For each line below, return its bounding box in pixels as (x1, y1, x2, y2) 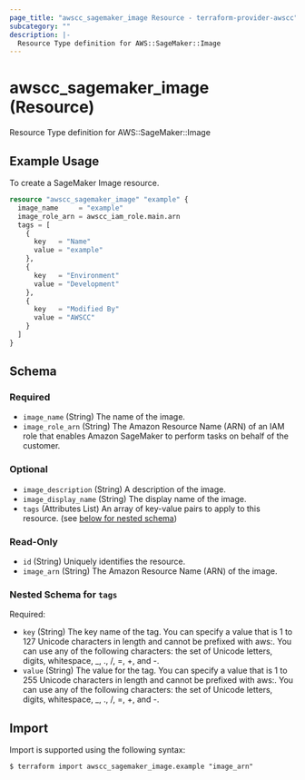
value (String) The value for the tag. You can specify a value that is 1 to (22, 665, 288, 676)
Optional (9, 463, 48, 476)
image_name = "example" (17, 203, 124, 212)
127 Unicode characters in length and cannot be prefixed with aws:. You (22, 637, 292, 647)
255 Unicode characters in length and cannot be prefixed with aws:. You (22, 675, 293, 686)
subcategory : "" (9, 22, 71, 31)
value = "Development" (33, 279, 120, 289)
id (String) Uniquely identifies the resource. (22, 556, 186, 568)
